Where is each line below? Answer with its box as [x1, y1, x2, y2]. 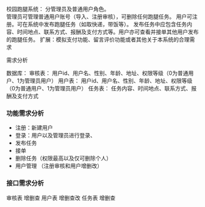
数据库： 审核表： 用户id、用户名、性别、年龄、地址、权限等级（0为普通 [6, 70, 189, 76]
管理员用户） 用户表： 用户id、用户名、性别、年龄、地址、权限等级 [24, 77, 193, 84]
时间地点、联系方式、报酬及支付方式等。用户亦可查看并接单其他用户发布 [16, 28, 199, 35]
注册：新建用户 [15, 124, 53, 131]
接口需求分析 [6, 179, 45, 187]
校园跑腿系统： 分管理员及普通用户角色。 [6, 5, 110, 12]
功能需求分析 [6, 109, 45, 117]
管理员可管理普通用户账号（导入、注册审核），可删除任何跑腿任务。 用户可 [6, 13, 192, 20]
